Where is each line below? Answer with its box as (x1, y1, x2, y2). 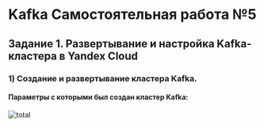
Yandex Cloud (67, 49, 139, 62)
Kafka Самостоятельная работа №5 (8, 6, 257, 24)
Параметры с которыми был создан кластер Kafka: (8, 92, 189, 102)
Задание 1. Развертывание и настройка (8, 37, 215, 50)
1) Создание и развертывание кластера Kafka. (8, 73, 197, 84)
